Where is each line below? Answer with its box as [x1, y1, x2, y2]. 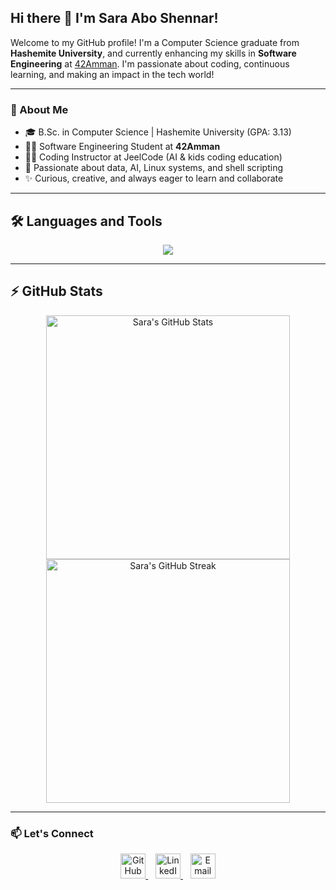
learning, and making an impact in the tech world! [10, 68, 215, 80]
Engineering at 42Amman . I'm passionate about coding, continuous [10, 57, 290, 70]
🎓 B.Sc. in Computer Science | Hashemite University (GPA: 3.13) [24, 126, 292, 138]
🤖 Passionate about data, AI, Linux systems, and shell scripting [24, 162, 283, 174]
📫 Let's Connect [10, 826, 94, 840]
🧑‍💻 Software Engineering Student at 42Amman [24, 141, 221, 153]
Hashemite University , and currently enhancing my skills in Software [10, 47, 297, 59]
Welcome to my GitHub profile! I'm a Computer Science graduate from [10, 36, 300, 48]
